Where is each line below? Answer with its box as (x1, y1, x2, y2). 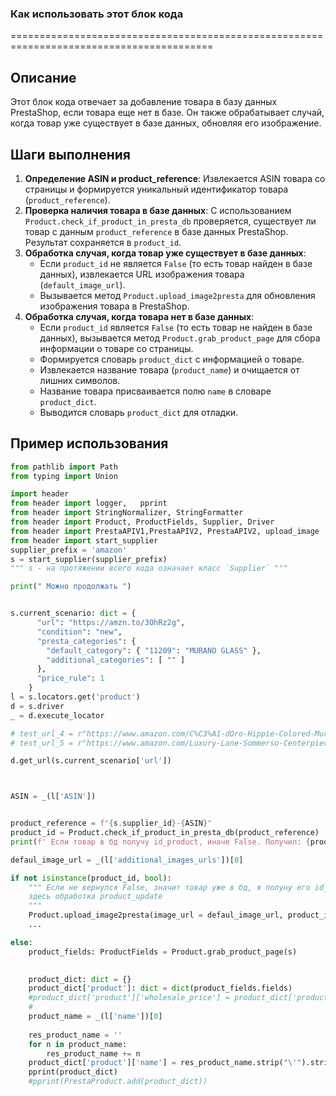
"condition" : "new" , (36, 627, 123, 637)
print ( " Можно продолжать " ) (10, 582, 132, 592)
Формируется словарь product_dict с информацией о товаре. (39, 353, 305, 365)
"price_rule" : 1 (36, 673, 105, 684)
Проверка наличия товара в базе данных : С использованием (24, 204, 292, 216)
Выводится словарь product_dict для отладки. (39, 406, 239, 418)
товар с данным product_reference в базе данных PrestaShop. (24, 225, 289, 237)
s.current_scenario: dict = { (10, 608, 137, 619)
